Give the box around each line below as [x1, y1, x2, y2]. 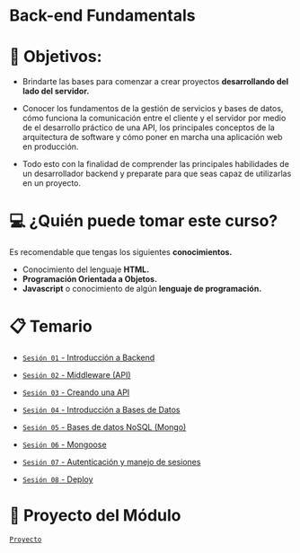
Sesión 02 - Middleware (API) [22, 370, 132, 380]
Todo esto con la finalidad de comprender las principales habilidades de [22, 159, 290, 170]
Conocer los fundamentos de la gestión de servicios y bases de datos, [22, 103, 284, 114]
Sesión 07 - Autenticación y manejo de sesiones [22, 457, 201, 467]
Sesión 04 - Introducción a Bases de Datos [22, 405, 181, 415]
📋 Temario [9, 316, 93, 337]
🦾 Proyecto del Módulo [9, 505, 181, 526]
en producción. [22, 141, 79, 153]
